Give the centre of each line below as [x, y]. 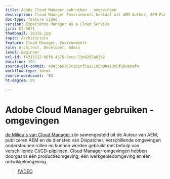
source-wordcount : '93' [30, 76]
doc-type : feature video [31, 19]
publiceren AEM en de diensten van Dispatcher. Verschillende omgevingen [83, 140]
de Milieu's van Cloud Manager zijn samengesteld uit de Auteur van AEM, [82, 135]
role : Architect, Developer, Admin [43, 48]
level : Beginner [22, 52]
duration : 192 [20, 62]
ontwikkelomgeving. [26, 161]
